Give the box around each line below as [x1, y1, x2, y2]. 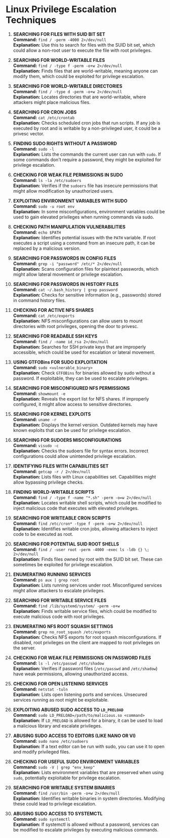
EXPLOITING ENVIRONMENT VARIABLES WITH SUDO [13, 198, 128, 204]
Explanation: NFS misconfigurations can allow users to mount [13, 318, 143, 324]
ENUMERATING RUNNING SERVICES [13, 571, 92, 577]
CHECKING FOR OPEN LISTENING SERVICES [13, 680, 108, 686]
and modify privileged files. [13, 749, 70, 755]
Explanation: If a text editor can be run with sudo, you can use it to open [13, 743, 165, 749]
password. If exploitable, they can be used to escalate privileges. [13, 375, 149, 381]
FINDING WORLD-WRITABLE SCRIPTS [13, 489, 94, 495]
